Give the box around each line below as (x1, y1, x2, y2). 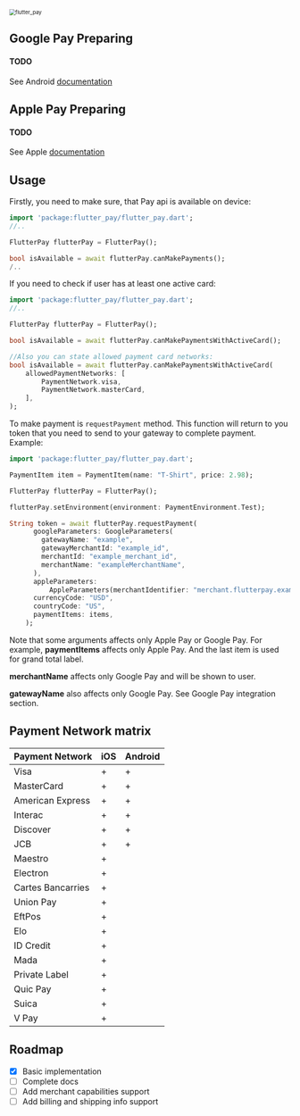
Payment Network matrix (9, 723, 152, 739)
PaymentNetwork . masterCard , (41, 386, 146, 395)
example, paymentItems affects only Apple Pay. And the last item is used (9, 644, 279, 654)
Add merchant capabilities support (21, 1086, 150, 1096)
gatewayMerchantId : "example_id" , (41, 544, 170, 553)
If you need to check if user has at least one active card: (9, 279, 216, 289)
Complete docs (21, 1076, 79, 1087)
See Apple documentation (9, 146, 105, 157)
